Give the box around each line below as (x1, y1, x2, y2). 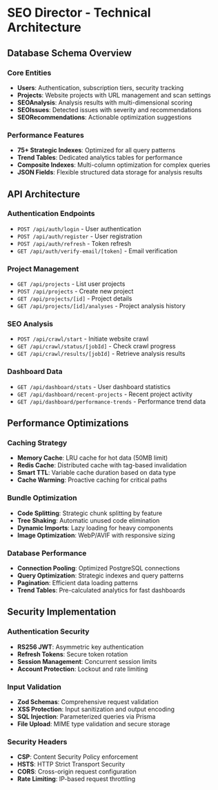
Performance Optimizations (7, 418, 129, 429)
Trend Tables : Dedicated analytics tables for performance (17, 154, 183, 162)
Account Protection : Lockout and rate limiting (17, 665, 148, 673)
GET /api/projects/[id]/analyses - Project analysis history (17, 302, 186, 310)
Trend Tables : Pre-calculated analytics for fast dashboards (17, 586, 186, 595)
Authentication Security (7, 627, 90, 636)
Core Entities (7, 68, 52, 78)
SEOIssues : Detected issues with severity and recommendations (17, 105, 202, 114)
